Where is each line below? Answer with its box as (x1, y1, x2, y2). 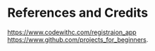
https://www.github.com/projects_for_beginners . (7, 35, 149, 43)
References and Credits (7, 5, 149, 21)
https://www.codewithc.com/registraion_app (7, 28, 137, 36)
